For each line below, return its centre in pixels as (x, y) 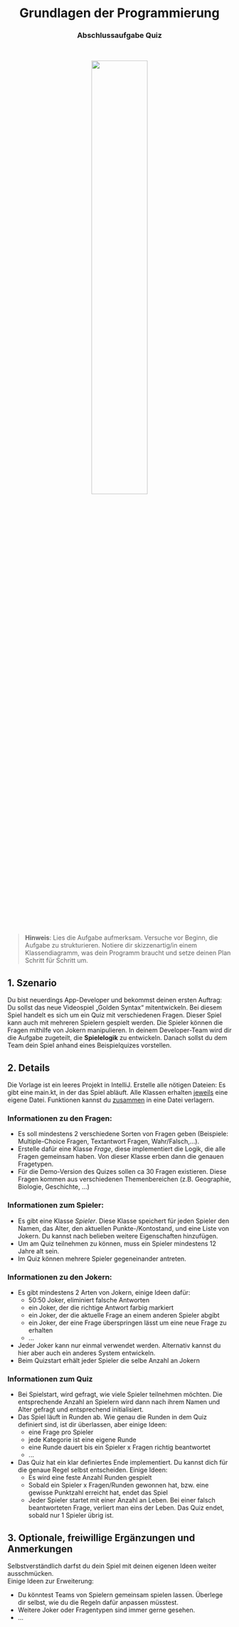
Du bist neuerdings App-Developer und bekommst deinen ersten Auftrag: (115, 1000)
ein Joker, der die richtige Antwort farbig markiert (101, 1308)
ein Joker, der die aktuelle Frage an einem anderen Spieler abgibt (124, 1315)
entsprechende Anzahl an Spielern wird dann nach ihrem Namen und (119, 1402)
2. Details (29, 1067)
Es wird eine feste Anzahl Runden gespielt (90, 1478)
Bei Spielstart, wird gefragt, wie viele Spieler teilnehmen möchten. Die (120, 1394)
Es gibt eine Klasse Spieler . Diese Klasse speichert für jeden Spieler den (123, 1221)
